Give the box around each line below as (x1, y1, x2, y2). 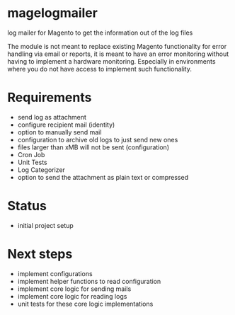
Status (7, 198, 47, 214)
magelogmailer (7, 5, 98, 21)
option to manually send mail (17, 127, 102, 136)
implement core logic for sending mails (17, 285, 132, 293)
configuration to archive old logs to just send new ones (17, 135, 178, 144)
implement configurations (17, 269, 93, 277)
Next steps (7, 246, 73, 262)
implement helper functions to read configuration (17, 277, 161, 285)
